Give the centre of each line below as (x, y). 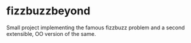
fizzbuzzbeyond (48, 11)
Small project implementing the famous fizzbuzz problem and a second (96, 27)
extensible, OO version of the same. (51, 33)
